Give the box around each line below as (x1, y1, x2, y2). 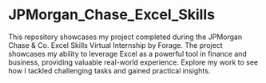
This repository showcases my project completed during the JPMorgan (8, 32, 242, 41)
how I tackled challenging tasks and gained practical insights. (8, 65, 211, 75)
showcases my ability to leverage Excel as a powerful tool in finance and (8, 49, 248, 58)
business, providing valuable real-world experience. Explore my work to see (8, 57, 259, 67)
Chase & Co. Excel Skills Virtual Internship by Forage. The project (8, 40, 223, 49)
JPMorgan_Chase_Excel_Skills (8, 6, 216, 24)
